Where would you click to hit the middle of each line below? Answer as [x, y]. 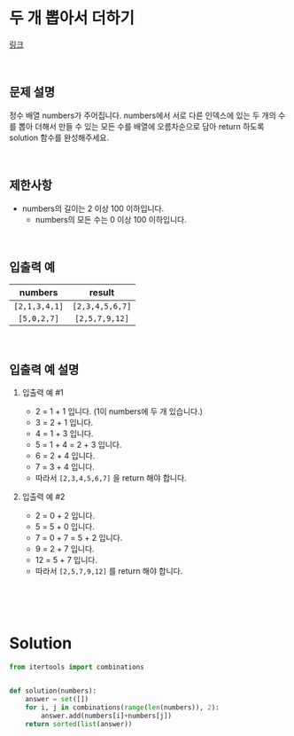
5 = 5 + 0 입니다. [65, 527]
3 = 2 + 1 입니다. [64, 423]
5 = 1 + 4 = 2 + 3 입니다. [78, 445]
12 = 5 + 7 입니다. [66, 560]
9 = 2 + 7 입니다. [65, 549]
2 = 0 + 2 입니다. [65, 516]
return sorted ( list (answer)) [79, 724]
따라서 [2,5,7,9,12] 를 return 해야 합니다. [109, 571]
